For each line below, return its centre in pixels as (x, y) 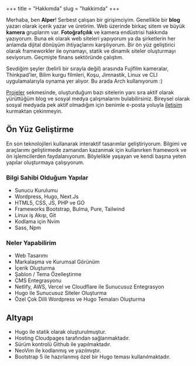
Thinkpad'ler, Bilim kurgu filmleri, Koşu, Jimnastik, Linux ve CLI (82, 75)
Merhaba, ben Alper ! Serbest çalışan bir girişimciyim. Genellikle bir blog (93, 20)
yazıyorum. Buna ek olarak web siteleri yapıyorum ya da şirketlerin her (91, 38)
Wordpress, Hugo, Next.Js (47, 196)
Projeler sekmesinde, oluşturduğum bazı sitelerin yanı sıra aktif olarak (90, 92)
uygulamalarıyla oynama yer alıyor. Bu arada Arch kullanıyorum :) (85, 81)
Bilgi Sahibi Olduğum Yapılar (47, 177)
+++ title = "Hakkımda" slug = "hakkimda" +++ (63, 9)
